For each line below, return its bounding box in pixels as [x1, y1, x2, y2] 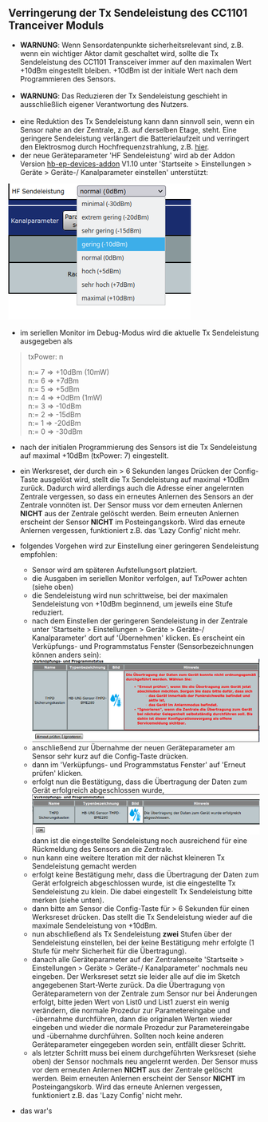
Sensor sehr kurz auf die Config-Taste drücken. [31, 751, 189, 762]
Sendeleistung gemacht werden [31, 861, 137, 870]
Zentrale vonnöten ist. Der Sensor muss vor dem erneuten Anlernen [19, 499, 243, 510]
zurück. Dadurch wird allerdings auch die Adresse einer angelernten [19, 483, 245, 492]
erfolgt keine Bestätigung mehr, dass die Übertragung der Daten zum [31, 869, 259, 879]
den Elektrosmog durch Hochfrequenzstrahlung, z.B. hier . [19, 141, 210, 151]
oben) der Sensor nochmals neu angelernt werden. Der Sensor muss [31, 1056, 258, 1066]
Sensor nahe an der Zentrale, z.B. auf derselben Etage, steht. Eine [19, 125, 237, 134]
